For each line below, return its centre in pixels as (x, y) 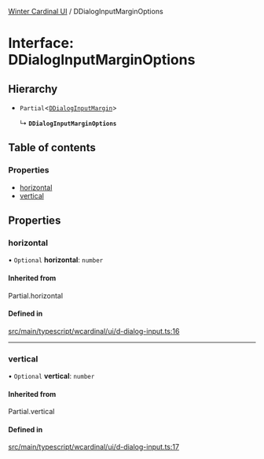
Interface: (41, 43)
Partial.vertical (31, 412)
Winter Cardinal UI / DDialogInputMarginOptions (86, 11)
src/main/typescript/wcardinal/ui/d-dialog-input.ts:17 (93, 447)
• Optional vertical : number (51, 376)
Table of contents (52, 148)
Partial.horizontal (36, 295)
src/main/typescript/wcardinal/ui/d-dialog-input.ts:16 (94, 331)
